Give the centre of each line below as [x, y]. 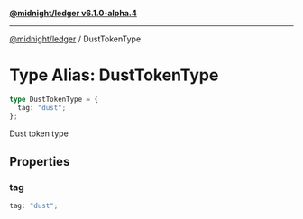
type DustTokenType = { [54, 99]
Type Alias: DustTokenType [114, 75]
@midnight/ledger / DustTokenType [75, 39]
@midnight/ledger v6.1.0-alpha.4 [73, 13]
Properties [40, 161]
